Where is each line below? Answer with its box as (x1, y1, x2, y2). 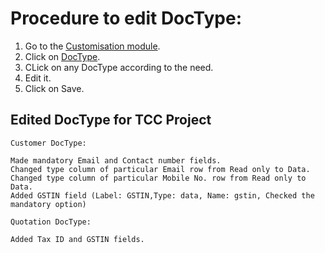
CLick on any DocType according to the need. (24, 61, 214, 73)
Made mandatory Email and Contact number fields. (10, 155, 222, 166)
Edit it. (24, 72, 52, 84)
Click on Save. (24, 82, 85, 94)
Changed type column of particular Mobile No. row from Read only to (10, 173, 307, 183)
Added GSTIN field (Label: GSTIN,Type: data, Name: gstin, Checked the (10, 190, 315, 201)
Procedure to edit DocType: (10, 7, 243, 30)
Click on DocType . (24, 50, 101, 62)
